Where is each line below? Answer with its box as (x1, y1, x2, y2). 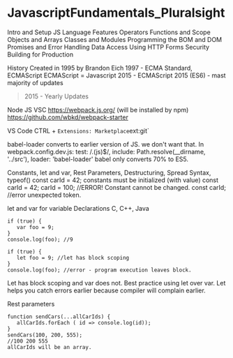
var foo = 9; (16, 223, 54, 231)
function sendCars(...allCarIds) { (7, 313, 111, 320)
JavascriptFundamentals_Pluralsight (7, 5, 225, 21)
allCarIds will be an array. (7, 343, 92, 350)
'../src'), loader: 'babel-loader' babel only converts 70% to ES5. (7, 155, 189, 163)
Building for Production (7, 50, 74, 59)
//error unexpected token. (7, 191, 82, 199)
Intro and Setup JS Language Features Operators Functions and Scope (7, 28, 211, 36)
